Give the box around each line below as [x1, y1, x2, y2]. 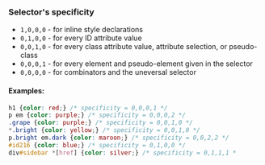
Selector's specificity [8, 6, 95, 18]
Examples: [8, 85, 44, 95]
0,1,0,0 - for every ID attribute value [19, 33, 143, 43]
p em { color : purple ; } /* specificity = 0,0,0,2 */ [8, 111, 186, 119]
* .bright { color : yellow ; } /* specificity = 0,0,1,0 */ [8, 126, 200, 134]
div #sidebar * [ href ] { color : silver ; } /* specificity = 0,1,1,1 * [8, 148, 237, 157]
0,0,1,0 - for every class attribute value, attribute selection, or [19, 42, 228, 52]
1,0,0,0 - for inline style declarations [19, 25, 144, 35]
